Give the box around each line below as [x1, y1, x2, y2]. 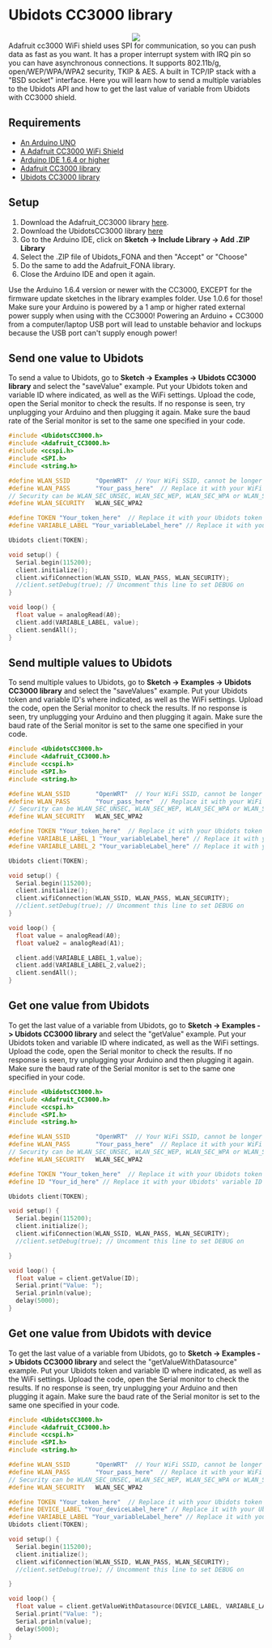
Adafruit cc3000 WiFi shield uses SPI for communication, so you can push [8, 41, 257, 50]
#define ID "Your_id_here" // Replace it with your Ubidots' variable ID [8, 1178, 263, 1186]
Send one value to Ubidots [8, 351, 144, 365]
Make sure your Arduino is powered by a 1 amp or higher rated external [8, 302, 245, 312]
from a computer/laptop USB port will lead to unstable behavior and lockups [8, 319, 262, 329]
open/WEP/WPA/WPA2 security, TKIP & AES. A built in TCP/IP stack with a [8, 67, 257, 76]
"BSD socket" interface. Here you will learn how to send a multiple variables [8, 75, 261, 84]
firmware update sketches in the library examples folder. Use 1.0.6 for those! [8, 293, 263, 303]
